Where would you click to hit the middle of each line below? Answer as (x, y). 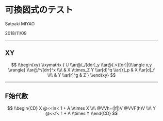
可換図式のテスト (39, 10)
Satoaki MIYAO (20, 24)
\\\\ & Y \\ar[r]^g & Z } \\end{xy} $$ (81, 75)
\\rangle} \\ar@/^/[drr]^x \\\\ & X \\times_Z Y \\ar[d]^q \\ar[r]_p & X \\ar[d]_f (81, 70)
